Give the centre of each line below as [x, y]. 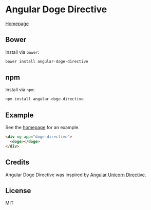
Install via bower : [22, 52]
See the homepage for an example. [42, 128]
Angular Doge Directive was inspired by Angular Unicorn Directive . [76, 175]
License [18, 191]
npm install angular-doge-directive [44, 99]
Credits [17, 162]
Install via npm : [20, 90]
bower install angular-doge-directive [47, 61]
